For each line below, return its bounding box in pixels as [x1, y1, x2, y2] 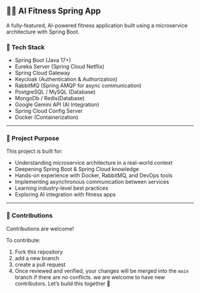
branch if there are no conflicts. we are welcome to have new [14, 273, 165, 280]
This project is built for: [6, 147, 63, 155]
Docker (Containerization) [14, 114, 79, 121]
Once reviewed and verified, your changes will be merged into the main [14, 267, 189, 275]
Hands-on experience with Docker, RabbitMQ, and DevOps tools [14, 172, 173, 179]
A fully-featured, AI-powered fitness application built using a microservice [6, 21, 188, 29]
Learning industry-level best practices [14, 184, 108, 192]
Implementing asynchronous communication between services [14, 178, 170, 186]
